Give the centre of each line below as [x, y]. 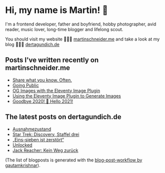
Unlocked [22, 145]
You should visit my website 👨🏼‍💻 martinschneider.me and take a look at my [82, 39]
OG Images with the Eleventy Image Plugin [56, 90]
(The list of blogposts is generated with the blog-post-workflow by [74, 160]
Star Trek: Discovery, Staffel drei [46, 134]
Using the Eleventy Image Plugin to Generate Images [67, 96]
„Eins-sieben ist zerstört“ [38, 139]
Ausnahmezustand [32, 129]
